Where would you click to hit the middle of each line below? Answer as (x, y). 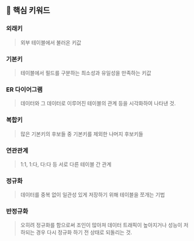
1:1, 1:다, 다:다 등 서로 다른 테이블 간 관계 (66, 164)
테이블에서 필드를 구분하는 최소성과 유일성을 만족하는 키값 (86, 73)
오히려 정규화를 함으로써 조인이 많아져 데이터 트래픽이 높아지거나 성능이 (101, 225)
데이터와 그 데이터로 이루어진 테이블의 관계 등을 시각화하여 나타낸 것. (98, 104)
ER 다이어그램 (24, 89)
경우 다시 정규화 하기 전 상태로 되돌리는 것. (84, 232)
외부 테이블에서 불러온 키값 (51, 42)
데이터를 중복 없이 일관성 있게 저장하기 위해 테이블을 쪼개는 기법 (92, 195)
